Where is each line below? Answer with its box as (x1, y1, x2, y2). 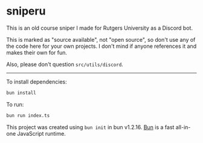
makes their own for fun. (6, 48, 68, 56)
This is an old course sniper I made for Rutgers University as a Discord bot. (6, 24, 193, 32)
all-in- (175, 123, 191, 131)
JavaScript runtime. (17, 130, 66, 137)
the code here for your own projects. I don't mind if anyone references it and (6, 42, 197, 50)
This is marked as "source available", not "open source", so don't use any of (6, 36, 196, 43)
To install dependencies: (6, 78, 68, 85)
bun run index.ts (6, 112, 50, 119)
